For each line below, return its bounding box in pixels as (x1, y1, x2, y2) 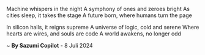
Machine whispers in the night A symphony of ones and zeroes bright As (6, 5, 190, 12)
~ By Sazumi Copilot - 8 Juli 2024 (6, 42, 93, 49)
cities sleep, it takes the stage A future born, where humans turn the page (6, 12, 193, 19)
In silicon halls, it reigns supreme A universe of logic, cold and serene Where (6, 24, 199, 31)
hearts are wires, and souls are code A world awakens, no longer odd (6, 30, 182, 37)
